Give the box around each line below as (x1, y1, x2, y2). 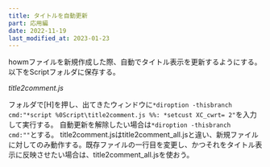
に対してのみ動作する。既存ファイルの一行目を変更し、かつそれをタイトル (8, 140, 255, 149)
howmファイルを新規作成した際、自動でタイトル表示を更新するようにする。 (8, 57, 262, 67)
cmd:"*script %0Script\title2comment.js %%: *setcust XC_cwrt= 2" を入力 (8, 110, 258, 120)
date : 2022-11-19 (8, 26, 67, 35)
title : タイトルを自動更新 (8, 11, 89, 20)
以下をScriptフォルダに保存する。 (8, 67, 120, 77)
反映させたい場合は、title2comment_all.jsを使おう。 (22, 150, 194, 160)
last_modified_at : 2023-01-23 (8, 34, 110, 43)
